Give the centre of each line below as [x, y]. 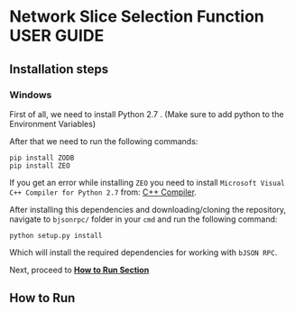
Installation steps [59, 69]
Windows [31, 95]
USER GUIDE [57, 36]
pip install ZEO [40, 165]
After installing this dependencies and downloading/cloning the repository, [148, 209]
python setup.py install [56, 235]
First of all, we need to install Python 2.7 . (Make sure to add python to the [147, 114]
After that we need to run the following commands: [104, 141]
